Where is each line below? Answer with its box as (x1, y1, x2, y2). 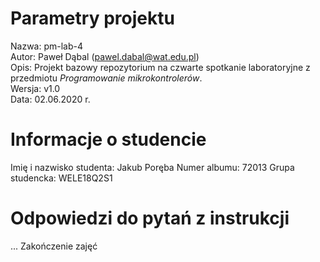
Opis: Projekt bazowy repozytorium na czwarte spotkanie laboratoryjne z (10, 61, 311, 73)
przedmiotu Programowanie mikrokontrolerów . (10, 72, 203, 84)
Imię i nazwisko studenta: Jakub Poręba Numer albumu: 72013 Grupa (10, 161, 295, 173)
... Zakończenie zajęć (10, 240, 98, 252)
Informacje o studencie (10, 128, 207, 151)
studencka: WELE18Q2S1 (10, 172, 113, 184)
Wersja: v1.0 (10, 82, 61, 94)
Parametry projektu (10, 7, 175, 30)
